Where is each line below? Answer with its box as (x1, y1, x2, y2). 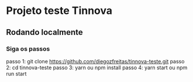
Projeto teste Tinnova (6, 4, 113, 17)
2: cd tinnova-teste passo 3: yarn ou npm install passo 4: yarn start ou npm (6, 64, 188, 71)
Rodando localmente (6, 27, 83, 37)
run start (6, 70, 27, 77)
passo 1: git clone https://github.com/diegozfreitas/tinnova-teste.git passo (6, 58, 185, 65)
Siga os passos (6, 45, 50, 53)
